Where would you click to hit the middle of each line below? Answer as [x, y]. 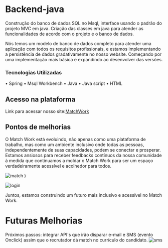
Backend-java [35, 9]
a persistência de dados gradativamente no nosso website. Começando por [83, 54]
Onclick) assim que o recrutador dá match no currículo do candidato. [76, 240]
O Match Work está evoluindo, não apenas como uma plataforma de [76, 139]
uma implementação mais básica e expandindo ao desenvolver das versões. [84, 59]
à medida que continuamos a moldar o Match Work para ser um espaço [79, 160]
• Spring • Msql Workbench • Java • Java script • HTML [64, 83]
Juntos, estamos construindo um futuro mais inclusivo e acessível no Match [83, 195]
